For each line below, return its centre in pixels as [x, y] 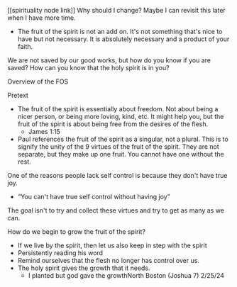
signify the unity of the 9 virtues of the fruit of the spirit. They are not [118, 147]
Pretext [18, 95]
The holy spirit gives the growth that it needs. [84, 268]
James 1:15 [44, 131]
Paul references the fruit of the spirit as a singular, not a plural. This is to [123, 139]
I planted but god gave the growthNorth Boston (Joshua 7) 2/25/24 [126, 275]
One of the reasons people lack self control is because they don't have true [117, 175]
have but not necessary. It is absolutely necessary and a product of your [123, 39]
